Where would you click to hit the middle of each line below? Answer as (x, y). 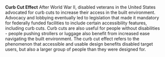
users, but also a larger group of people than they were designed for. (76, 49)
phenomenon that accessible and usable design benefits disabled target (79, 44)
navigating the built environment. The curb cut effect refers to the (72, 39)
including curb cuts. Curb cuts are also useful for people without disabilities (82, 28)
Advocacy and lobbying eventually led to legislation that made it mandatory (82, 18)
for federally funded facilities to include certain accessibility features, (76, 23)
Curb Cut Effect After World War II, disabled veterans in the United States (80, 7)
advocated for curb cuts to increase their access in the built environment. (80, 12)
